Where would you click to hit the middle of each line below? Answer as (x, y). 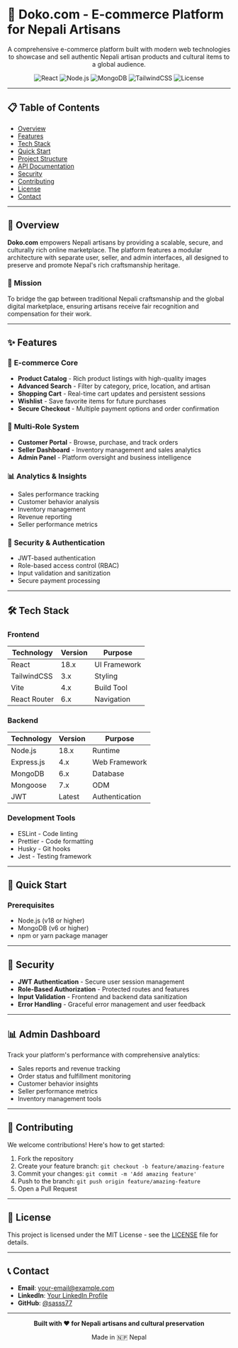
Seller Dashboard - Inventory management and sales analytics (109, 450)
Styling (106, 676)
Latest (69, 797)
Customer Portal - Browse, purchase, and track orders (98, 442)
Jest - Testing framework (55, 856)
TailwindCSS (32, 676)
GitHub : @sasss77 (45, 1303)
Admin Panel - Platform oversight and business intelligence (104, 457)
